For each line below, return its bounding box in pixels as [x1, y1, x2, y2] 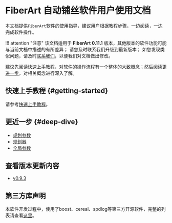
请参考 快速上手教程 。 [5, 101, 50, 107]
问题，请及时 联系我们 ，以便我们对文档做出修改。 [9, 52, 113, 59]
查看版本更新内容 [5, 161, 59, 170]
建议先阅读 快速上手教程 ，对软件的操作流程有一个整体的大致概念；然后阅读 [5, 64, 162, 70]
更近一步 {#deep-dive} [5, 117, 78, 126]
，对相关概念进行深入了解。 [18, 70, 77, 76]
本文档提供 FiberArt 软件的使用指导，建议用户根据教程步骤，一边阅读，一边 [5, 23, 163, 29]
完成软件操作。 [5, 29, 37, 35]
